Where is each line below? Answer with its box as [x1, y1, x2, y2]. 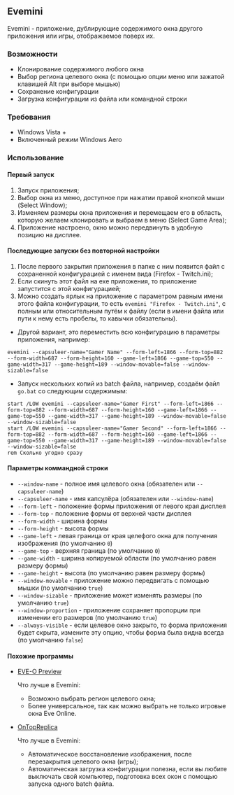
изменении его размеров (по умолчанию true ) [17, 613, 158, 621]
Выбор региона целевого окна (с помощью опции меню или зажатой [17, 73, 225, 81]
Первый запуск [7, 170, 54, 178]
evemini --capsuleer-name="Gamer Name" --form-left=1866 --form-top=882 [7, 349, 224, 356]
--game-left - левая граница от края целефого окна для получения [17, 531, 218, 540]
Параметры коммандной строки [7, 464, 108, 472]
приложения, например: [17, 335, 91, 344]
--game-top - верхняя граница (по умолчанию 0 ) [17, 546, 161, 555]
